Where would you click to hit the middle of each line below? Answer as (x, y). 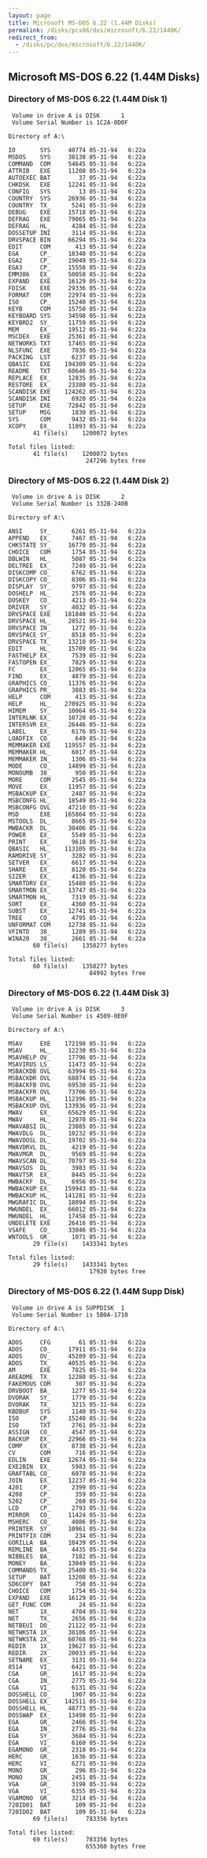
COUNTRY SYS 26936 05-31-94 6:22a (77, 198)
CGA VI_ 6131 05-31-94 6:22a (77, 1688)
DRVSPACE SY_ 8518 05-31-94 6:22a (77, 635)
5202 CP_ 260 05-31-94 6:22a (77, 1501)
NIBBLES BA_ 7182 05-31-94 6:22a (77, 1556)
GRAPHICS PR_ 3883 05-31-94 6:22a (77, 690)
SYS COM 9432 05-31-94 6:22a (77, 419)
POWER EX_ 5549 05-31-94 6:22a (77, 836)
